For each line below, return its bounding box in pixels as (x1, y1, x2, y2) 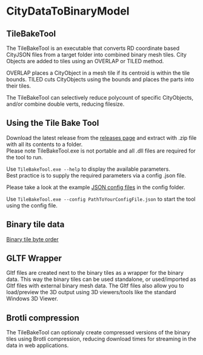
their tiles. (6, 82, 32, 89)
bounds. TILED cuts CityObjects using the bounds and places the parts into (6, 76, 195, 83)
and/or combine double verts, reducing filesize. (6, 100, 125, 108)
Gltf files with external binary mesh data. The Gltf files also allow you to (6, 282, 184, 289)
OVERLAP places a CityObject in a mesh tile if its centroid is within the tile (6, 69, 190, 77)
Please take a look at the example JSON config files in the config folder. (6, 184, 186, 191)
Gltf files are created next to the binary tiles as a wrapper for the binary (6, 269, 184, 277)
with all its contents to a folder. (6, 140, 83, 148)
